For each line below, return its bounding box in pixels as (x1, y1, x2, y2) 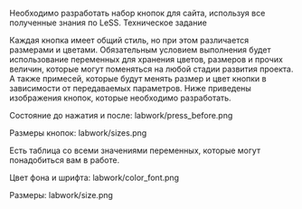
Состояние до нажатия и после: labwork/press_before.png (9, 110, 233, 120)
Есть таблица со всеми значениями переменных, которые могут (9, 145, 260, 156)
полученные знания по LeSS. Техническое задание (9, 17, 208, 28)
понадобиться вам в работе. (9, 155, 120, 166)
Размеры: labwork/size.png (9, 190, 113, 200)
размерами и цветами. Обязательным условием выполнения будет (9, 44, 271, 55)
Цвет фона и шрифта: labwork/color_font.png (9, 172, 179, 183)
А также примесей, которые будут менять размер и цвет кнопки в (9, 73, 267, 84)
